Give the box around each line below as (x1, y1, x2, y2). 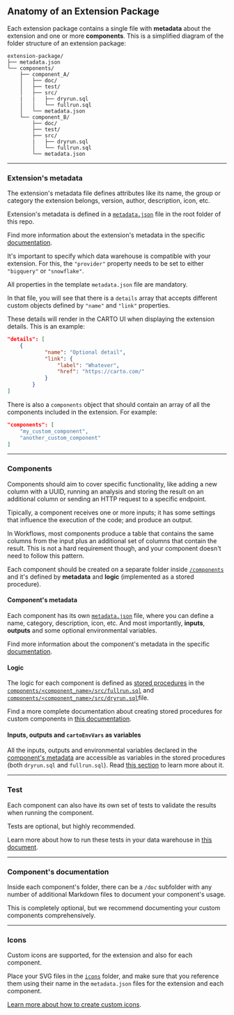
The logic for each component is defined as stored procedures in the (7, 679, 205, 687)
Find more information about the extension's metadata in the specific (7, 231, 205, 240)
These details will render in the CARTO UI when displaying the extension (7, 315, 215, 324)
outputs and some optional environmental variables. (7, 626, 157, 635)
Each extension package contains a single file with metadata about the (7, 24, 211, 32)
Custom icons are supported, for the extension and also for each (7, 951, 193, 960)
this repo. (7, 217, 35, 226)
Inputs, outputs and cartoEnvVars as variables (7, 730, 141, 739)
